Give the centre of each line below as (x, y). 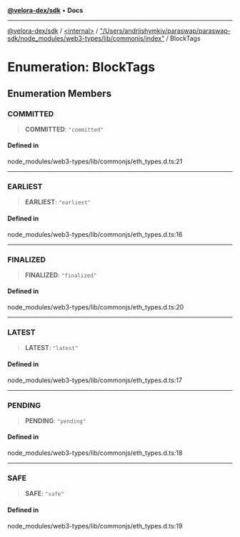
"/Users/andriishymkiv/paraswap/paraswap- (165, 31)
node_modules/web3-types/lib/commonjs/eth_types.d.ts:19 (95, 526)
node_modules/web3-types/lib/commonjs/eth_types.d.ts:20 (96, 307)
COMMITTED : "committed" (64, 129)
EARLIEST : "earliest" (58, 202)
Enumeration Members (60, 93)
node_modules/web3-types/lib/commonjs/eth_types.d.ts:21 (95, 162)
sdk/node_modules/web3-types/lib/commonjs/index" (86, 38)
